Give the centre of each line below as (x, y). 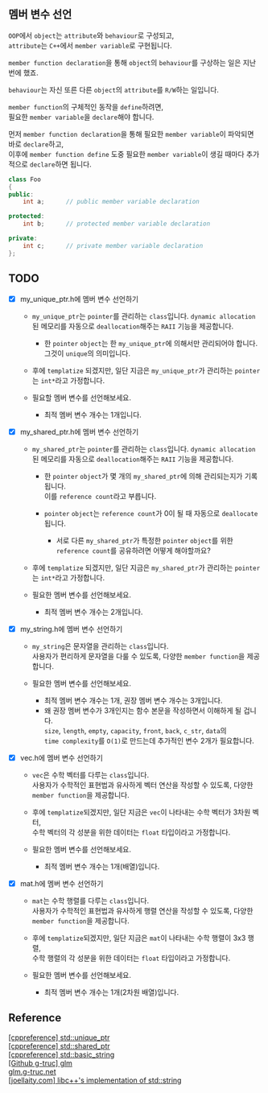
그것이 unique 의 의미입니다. (87, 353)
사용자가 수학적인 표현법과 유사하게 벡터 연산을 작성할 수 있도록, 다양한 (142, 785)
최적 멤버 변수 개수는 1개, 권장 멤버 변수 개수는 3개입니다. (133, 700)
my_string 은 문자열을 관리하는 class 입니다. (100, 645)
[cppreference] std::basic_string (62, 1054)
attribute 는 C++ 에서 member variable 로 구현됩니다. (91, 45)
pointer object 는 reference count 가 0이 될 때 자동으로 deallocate (151, 513)
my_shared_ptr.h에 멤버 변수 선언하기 (79, 431)
